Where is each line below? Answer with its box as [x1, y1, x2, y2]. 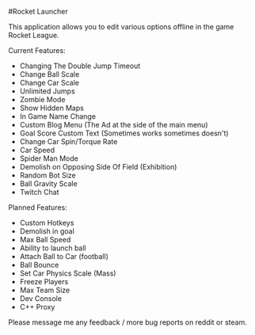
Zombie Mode [19, 95, 66, 104]
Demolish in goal [19, 227, 75, 236]
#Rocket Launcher [8, 7, 69, 16]
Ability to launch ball [19, 243, 87, 253]
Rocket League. [8, 31, 59, 40]
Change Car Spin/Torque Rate [19, 137, 118, 146]
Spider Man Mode [19, 154, 79, 163]
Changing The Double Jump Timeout [19, 61, 141, 70]
